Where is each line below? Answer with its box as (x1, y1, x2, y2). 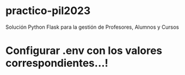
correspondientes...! (5, 57, 109, 70)
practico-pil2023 (5, 4, 91, 18)
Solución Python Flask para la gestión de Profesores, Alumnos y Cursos (5, 23, 180, 30)
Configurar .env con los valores (5, 44, 163, 57)
